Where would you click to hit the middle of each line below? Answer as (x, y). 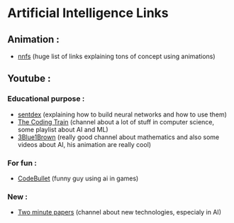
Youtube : (29, 78)
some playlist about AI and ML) (63, 129)
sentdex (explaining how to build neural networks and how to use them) (122, 114)
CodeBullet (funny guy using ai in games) (78, 178)
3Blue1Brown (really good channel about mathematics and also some (118, 137)
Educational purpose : (46, 99)
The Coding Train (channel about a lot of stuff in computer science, (116, 121)
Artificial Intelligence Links (88, 13)
